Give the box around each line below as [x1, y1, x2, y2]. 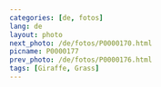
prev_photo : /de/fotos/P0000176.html [9, 55, 153, 64]
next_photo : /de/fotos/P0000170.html [9, 38, 153, 48]
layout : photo [9, 30, 64, 39]
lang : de [9, 22, 43, 31]
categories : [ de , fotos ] [9, 13, 104, 23]
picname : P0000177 [9, 47, 79, 56]
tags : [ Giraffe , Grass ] [9, 64, 100, 73]
